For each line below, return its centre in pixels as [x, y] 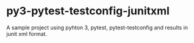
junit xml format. [27, 33]
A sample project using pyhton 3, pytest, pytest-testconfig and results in [97, 27]
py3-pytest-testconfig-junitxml [88, 11]
